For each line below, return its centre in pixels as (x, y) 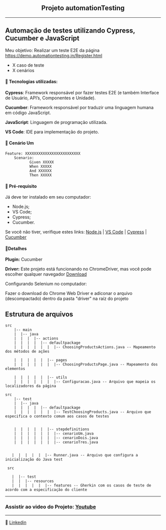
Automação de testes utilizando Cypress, (70, 31)
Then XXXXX (41, 175)
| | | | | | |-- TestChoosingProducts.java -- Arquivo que (83, 412)
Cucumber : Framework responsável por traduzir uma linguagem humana (80, 107)
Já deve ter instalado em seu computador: (48, 197)
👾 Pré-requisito (21, 186)
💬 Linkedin (16, 522)
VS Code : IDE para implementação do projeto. (52, 132)
